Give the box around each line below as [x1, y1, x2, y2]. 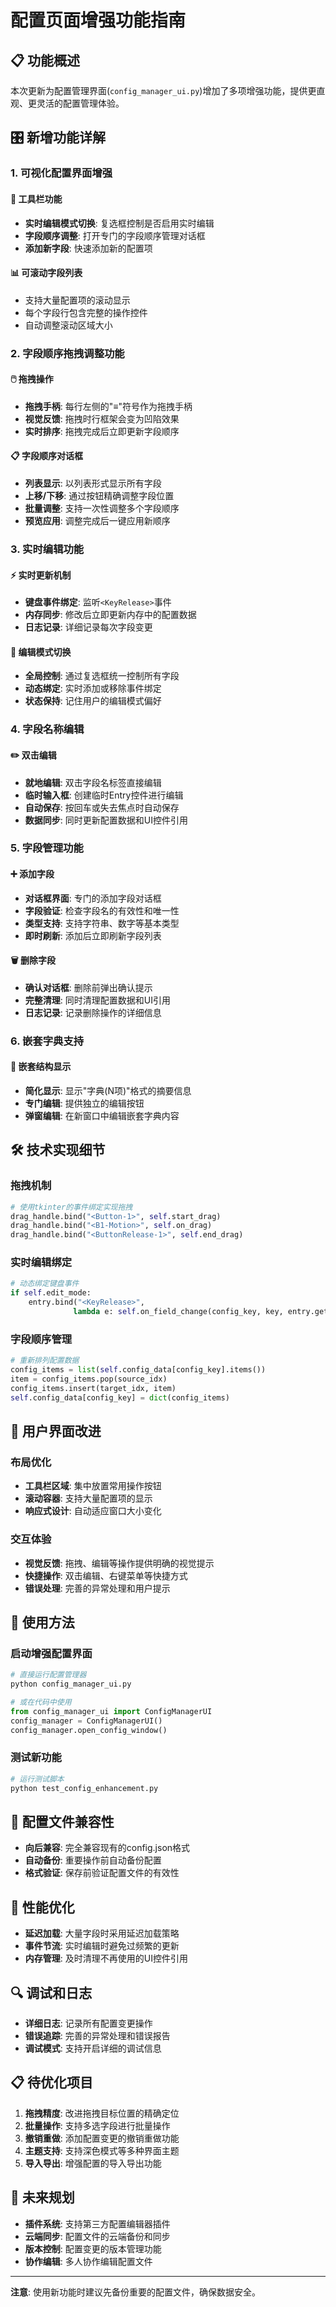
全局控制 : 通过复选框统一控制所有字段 [24, 670, 180, 682]
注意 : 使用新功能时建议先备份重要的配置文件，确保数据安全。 [10, 2286, 261, 2298]
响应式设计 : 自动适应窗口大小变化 [24, 1505, 162, 1517]
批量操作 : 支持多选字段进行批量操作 [24, 2119, 171, 2131]
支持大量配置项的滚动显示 [24, 294, 131, 306]
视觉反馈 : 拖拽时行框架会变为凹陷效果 [24, 412, 180, 425]
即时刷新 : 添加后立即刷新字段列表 [24, 929, 162, 941]
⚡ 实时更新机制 [10, 569, 72, 581]
